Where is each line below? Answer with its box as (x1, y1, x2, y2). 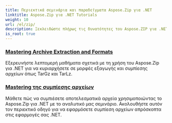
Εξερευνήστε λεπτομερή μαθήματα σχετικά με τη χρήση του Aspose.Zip (5, 60, 160, 66)
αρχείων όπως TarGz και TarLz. (5, 71, 73, 77)
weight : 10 (5, 17, 29, 22)
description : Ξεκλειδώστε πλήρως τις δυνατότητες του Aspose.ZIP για (5, 27, 157, 32)
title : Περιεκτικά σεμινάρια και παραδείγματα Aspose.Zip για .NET (5, 7, 153, 13)
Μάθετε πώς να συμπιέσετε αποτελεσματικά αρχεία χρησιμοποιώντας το (5, 95, 162, 101)
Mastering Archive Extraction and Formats (5, 48, 113, 55)
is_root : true (5, 31, 36, 36)
